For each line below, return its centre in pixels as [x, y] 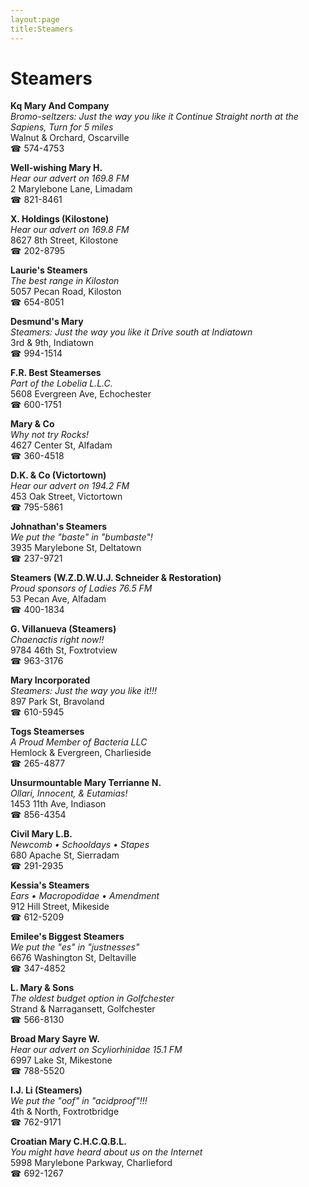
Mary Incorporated [50, 680]
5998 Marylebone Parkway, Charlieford [91, 1163]
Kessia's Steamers [50, 885]
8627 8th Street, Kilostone [64, 240]
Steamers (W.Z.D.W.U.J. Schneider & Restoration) [116, 578]
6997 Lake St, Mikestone [61, 1060]
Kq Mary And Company [60, 106]
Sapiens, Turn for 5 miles [62, 127]
